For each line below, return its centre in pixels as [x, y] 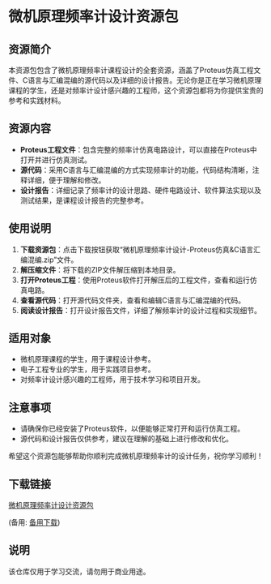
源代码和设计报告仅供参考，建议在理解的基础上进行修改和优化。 [126, 439]
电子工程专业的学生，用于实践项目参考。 [87, 369]
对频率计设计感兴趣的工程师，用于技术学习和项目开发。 [112, 380]
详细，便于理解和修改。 [66, 180]
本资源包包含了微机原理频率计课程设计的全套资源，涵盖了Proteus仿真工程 [131, 70]
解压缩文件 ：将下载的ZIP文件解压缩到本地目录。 [100, 269]
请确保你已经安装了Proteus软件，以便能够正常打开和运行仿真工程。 [132, 429]
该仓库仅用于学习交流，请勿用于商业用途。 [79, 571]
